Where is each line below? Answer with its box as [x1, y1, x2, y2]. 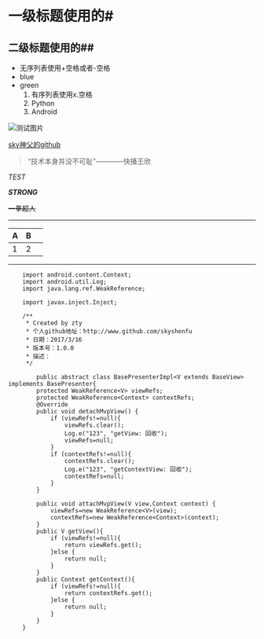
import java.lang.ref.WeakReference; [22, 285, 146, 292]
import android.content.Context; [22, 271, 132, 279]
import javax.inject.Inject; [22, 299, 118, 307]
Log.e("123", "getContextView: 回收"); [64, 465, 192, 473]
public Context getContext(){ [36, 575, 135, 583]
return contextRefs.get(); [64, 589, 153, 597]
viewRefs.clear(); [64, 421, 125, 429]
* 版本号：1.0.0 [25, 344, 75, 352]
